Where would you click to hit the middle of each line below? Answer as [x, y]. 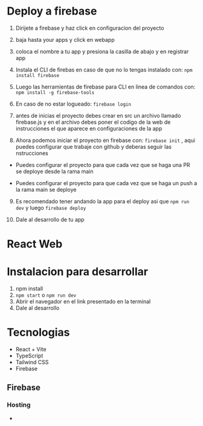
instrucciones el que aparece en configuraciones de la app [89, 128]
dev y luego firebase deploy [51, 208]
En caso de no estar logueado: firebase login [73, 104]
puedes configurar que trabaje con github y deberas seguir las [93, 146]
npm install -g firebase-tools [55, 92]
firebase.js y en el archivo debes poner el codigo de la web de [93, 122]
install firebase [37, 75]
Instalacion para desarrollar [78, 272]
